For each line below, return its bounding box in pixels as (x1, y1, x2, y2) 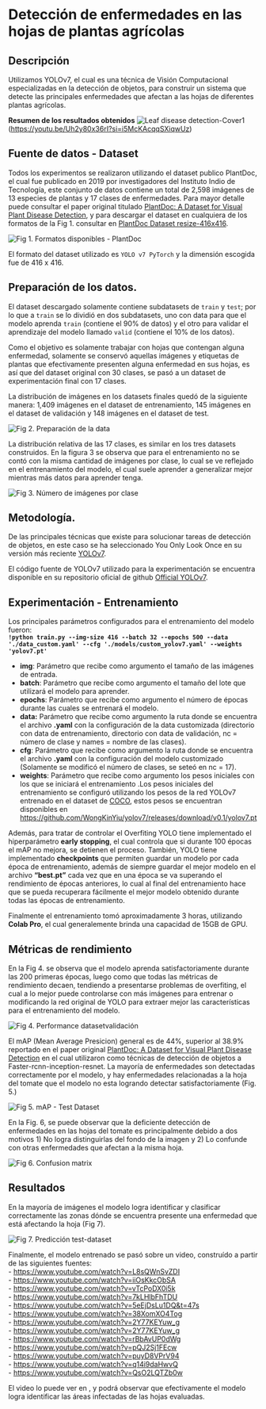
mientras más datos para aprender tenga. (8, 473, 144, 482)
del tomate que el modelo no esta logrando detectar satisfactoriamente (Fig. (8, 1078, 257, 1088)
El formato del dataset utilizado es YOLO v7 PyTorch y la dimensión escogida (8, 249, 256, 258)
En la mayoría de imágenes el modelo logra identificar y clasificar (8, 1202, 221, 1212)
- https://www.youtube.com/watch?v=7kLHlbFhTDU (8, 1292, 178, 1301)
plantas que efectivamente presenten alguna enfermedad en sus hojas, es (8, 359, 250, 369)
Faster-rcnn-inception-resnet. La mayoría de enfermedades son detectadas (8, 1062, 256, 1071)
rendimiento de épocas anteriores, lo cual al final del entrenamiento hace (8, 879, 246, 889)
